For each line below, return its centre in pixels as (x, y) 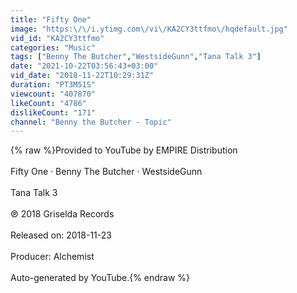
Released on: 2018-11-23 (61, 235)
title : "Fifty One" (51, 19)
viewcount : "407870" (53, 94)
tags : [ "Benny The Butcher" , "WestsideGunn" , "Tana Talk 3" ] (136, 57)
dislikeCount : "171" (53, 112)
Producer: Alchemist (52, 257)
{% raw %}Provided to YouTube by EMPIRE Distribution (124, 150)
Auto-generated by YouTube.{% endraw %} (100, 278)
